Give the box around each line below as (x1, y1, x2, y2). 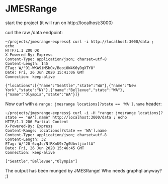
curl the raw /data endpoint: (5, 29, 63, 35)
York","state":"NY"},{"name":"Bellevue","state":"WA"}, (5, 87, 125, 93)
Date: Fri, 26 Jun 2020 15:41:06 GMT (5, 70, 85, 75)
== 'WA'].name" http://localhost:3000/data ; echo (18, 115, 127, 120)
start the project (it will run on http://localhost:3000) (5, 20, 113, 26)
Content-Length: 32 (5, 137, 46, 142)
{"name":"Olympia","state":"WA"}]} (5, 91, 80, 97)
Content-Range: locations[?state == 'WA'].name (5, 128, 107, 133)
